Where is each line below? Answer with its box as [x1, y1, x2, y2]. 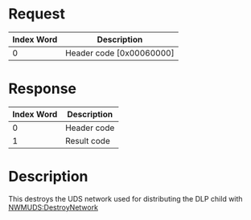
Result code [65, 135, 110, 146]
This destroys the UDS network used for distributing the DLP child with [8, 194, 243, 203]
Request [8, 5, 66, 23]
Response [8, 79, 77, 98]
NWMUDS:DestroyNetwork [8, 202, 99, 212]
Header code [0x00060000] [65, 47, 175, 59]
